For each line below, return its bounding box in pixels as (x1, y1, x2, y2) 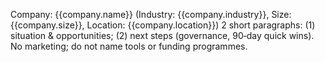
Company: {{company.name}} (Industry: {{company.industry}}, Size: (10, 9, 292, 20)
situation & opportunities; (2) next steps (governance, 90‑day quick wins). (10, 30, 315, 41)
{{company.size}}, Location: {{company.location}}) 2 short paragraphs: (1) (10, 19, 316, 31)
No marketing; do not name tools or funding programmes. (10, 40, 248, 52)
